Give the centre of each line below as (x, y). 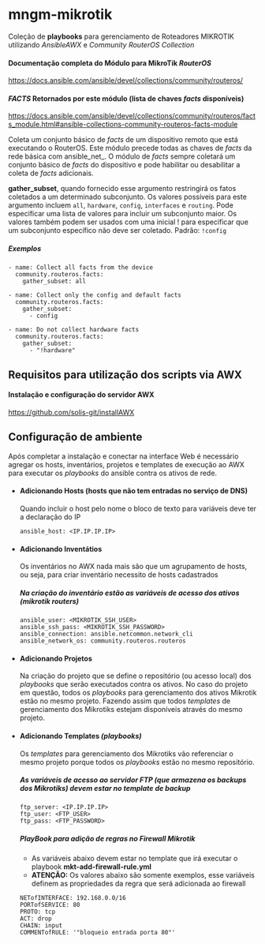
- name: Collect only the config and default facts (95, 295)
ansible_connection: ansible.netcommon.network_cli (106, 634)
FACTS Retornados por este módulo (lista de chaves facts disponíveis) (126, 98)
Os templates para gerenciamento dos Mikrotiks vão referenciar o (127, 753)
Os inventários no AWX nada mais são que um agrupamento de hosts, (133, 567)
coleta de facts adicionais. (51, 173)
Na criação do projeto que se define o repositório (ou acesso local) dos (135, 676)
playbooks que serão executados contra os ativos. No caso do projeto (134, 684)
